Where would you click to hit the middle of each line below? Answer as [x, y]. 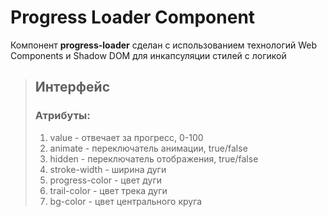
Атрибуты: [62, 116]
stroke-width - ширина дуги [108, 169]
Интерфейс [72, 87]
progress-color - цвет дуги [106, 180]
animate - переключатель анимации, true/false [148, 148]
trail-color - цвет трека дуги [108, 190]
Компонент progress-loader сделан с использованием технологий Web [164, 45]
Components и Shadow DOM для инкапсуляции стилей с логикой [148, 55]
